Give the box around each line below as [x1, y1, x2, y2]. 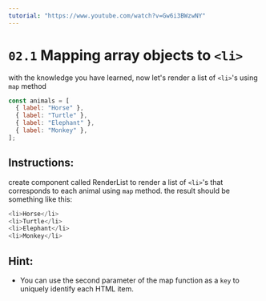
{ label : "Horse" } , [15, 104, 84, 112]
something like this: [8, 194, 73, 204]
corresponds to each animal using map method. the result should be [8, 186, 231, 195]
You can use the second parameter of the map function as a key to [19, 275, 240, 285]
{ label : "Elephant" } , [15, 119, 95, 127]
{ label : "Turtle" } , [15, 111, 88, 120]
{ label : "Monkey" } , [15, 126, 88, 134]
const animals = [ [8, 97, 70, 105]
